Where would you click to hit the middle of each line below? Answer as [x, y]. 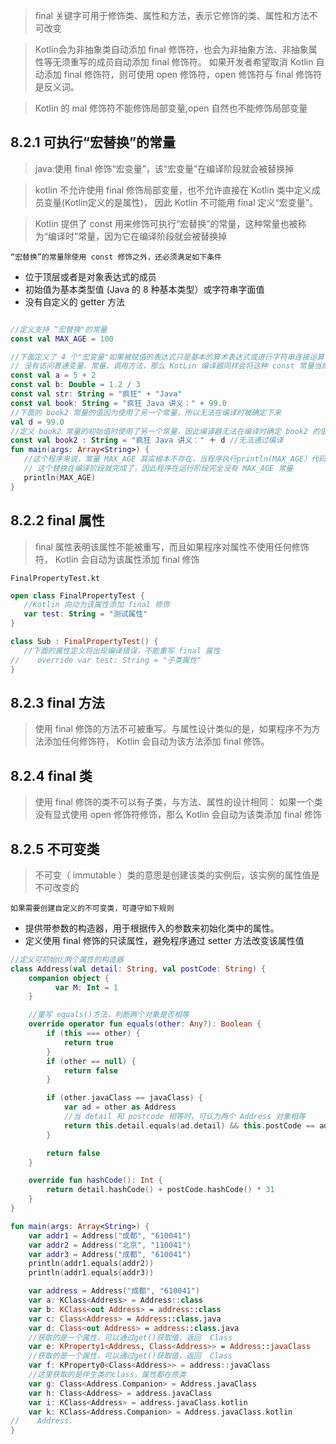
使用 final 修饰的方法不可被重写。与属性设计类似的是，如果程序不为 [173, 729]
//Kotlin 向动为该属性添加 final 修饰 [96, 605]
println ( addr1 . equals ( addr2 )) [91, 1264]
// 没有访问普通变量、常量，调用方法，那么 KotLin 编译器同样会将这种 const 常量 [162, 366]
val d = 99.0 [37, 422]
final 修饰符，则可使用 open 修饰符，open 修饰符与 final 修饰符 [193, 74]
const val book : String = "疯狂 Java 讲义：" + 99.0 [118, 403]
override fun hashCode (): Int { [95, 1180]
